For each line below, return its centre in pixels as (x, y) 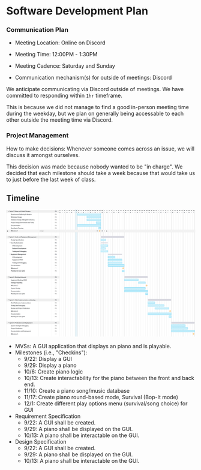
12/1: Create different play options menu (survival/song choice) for (106, 403)
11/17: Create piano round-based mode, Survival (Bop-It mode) (101, 397)
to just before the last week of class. (51, 179)
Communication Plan (37, 30)
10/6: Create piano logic (53, 371)
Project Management (37, 135)
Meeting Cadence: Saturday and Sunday (65, 66)
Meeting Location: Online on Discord (60, 43)
